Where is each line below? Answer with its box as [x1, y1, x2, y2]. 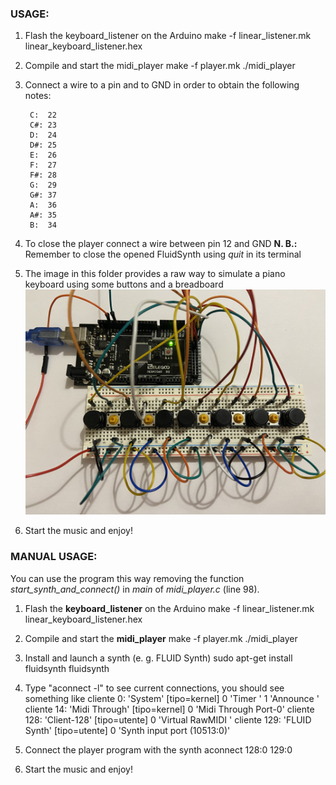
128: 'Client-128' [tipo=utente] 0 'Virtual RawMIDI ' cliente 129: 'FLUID [24, 713, 312, 726]
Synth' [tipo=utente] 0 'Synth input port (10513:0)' [24, 724, 231, 736]
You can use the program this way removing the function [10, 572, 245, 584]
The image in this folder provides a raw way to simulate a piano [24, 268, 286, 280]
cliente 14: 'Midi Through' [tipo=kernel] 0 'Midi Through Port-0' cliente [24, 703, 315, 715]
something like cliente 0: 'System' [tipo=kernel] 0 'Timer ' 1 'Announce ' [24, 692, 320, 704]
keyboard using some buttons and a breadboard [24, 278, 224, 291]
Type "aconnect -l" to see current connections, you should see [24, 682, 285, 694]
